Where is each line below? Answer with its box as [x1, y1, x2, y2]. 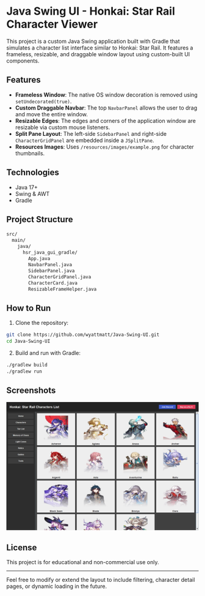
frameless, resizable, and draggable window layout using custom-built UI [6, 50, 190, 58]
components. [6, 57, 40, 64]
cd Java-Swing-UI [6, 338, 51, 345]
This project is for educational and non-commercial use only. [6, 558, 159, 565]
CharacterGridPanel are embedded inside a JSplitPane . [15, 136, 154, 144]
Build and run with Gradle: [15, 349, 81, 356]
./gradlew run [6, 368, 43, 374]
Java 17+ [15, 184, 38, 191]
